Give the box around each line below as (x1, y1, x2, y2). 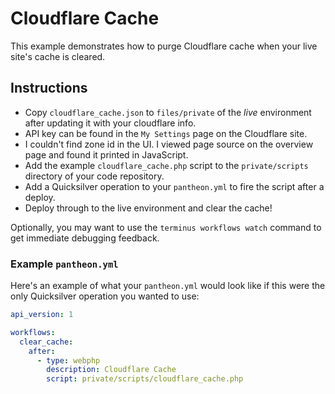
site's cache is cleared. (10, 50, 106, 62)
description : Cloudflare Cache (46, 365, 177, 375)
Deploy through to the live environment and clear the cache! (24, 202, 273, 214)
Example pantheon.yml (10, 257, 119, 271)
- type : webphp (36, 355, 101, 366)
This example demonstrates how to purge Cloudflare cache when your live (10, 40, 318, 52)
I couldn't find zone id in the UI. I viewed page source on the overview (24, 138, 314, 150)
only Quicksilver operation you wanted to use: (10, 290, 200, 302)
